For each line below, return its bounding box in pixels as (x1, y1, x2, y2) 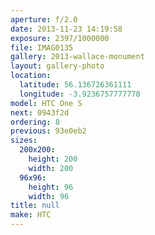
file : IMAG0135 (10, 42, 74, 53)
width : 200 (28, 163, 74, 173)
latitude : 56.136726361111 (19, 80, 132, 90)
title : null (10, 201, 60, 211)
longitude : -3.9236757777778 (19, 89, 141, 99)
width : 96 (28, 191, 70, 201)
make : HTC (10, 210, 52, 220)
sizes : (10, 136, 38, 146)
